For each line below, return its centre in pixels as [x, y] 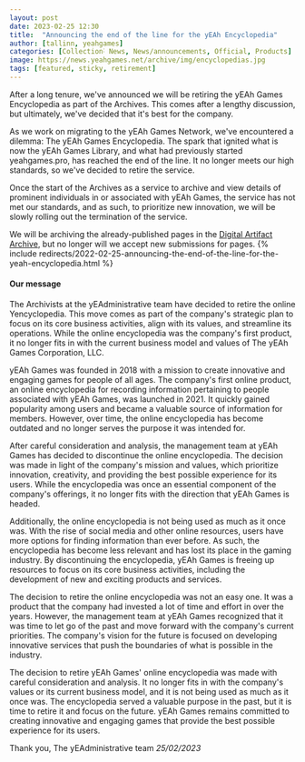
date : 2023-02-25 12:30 [54, 26]
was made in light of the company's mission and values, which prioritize [144, 466]
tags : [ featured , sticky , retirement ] [83, 69]
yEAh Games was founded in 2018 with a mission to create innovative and [148, 370]
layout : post [34, 18]
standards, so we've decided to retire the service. [102, 170]
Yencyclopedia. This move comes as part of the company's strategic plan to [152, 314]
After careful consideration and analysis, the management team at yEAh [144, 446]
